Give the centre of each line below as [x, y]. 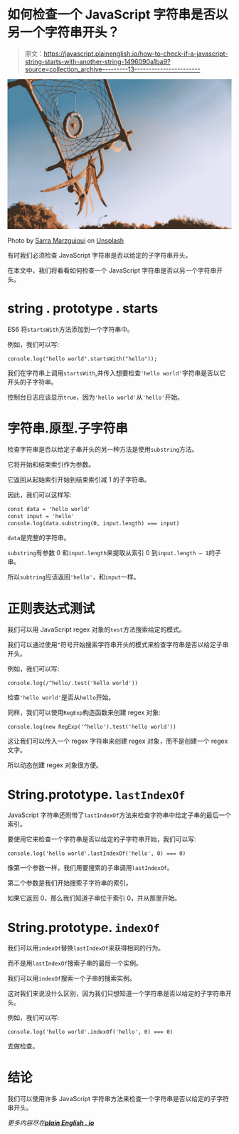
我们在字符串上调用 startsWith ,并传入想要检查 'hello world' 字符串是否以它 [117, 373]
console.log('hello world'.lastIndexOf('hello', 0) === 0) [97, 854]
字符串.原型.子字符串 [68, 428]
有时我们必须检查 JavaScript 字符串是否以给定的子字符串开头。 [100, 255]
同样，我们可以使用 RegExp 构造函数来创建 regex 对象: [84, 713]
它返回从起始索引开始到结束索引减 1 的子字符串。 [79, 480]
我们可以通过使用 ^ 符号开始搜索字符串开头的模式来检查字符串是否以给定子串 [118, 645]
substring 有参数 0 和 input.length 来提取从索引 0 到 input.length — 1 [108, 553]
